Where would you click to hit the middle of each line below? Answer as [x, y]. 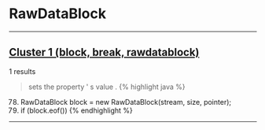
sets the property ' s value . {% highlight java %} [107, 87]
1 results [22, 71]
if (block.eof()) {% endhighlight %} [76, 110]
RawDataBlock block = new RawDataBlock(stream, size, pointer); [125, 102]
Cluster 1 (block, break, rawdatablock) [104, 52]
